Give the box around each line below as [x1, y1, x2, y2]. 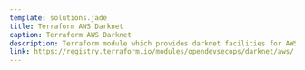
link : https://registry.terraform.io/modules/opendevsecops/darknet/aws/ [9, 47, 295, 56]
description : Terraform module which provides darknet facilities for [9, 38, 282, 48]
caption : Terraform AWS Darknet [9, 30, 132, 39]
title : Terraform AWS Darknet [9, 22, 124, 31]
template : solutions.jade [9, 13, 107, 23]
